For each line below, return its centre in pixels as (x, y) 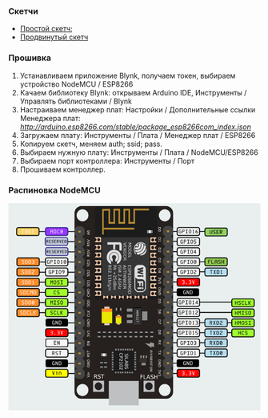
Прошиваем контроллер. (63, 169)
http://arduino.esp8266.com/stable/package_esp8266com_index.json (136, 127)
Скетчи (23, 11)
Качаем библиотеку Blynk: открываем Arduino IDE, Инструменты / (133, 92)
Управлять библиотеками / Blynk (76, 101)
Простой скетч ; (46, 29)
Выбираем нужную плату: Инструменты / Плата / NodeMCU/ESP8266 (139, 152)
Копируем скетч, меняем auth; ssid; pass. (91, 144)
